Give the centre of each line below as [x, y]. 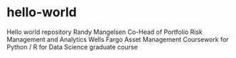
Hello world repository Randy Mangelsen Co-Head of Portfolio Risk [105, 32]
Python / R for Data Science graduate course [72, 47]
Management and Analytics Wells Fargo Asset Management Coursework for [118, 39]
